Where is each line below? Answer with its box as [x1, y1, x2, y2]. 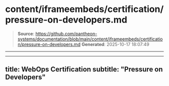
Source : [17, 30, 35, 36]
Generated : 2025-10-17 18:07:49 [81, 41, 149, 47]
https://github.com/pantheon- [35, 30, 98, 36]
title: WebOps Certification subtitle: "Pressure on [5, 65, 163, 73]
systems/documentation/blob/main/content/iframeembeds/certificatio [17, 36, 163, 42]
